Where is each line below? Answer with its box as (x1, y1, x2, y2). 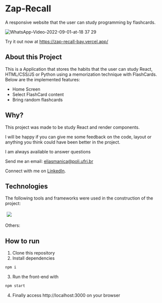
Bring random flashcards (12, 97, 63, 102)
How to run (5, 237, 40, 245)
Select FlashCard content (12, 91, 64, 97)
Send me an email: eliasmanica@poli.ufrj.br (5, 158, 93, 164)
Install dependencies (12, 255, 55, 261)
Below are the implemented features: (5, 76, 81, 82)
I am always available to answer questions (5, 149, 91, 154)
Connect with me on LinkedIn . (5, 168, 66, 174)
